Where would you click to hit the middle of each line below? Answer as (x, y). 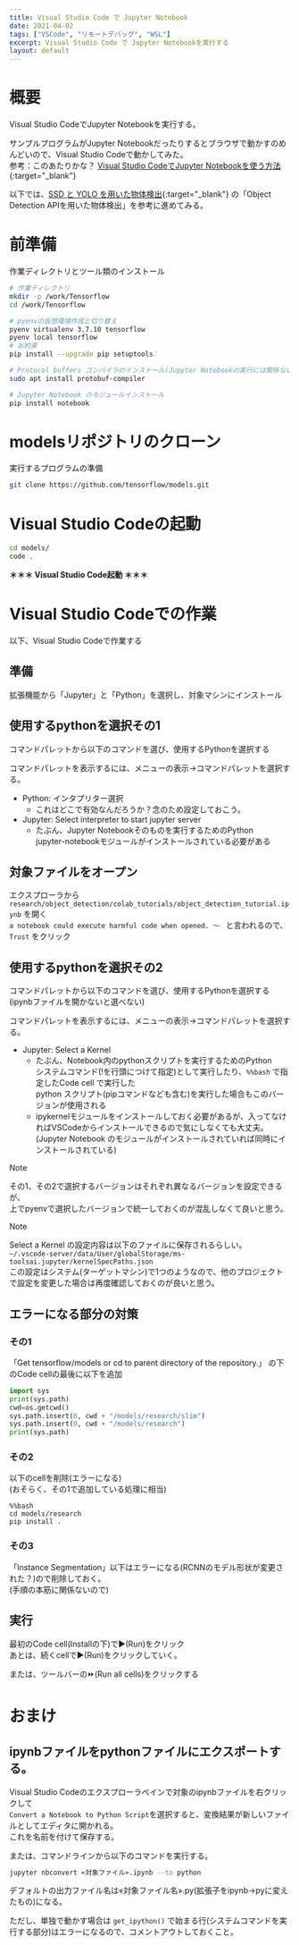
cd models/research (46, 1514)
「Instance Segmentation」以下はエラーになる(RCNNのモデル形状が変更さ (146, 1567)
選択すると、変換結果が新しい (212, 1814)
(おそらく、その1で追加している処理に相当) (88, 1489)
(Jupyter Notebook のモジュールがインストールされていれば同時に (157, 1139)
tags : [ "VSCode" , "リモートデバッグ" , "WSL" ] (90, 34)
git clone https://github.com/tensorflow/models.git (109, 485)
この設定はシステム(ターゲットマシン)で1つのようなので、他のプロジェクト (146, 1272)
